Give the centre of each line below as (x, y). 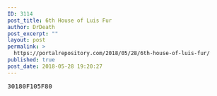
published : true (31, 60)
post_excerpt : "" (33, 34)
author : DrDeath (31, 27)
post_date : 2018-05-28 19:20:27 (55, 66)
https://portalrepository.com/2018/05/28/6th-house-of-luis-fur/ (112, 54)
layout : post (27, 40)
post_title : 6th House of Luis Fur (60, 20)
